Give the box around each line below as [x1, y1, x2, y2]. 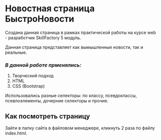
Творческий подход [12, 73, 54, 79]
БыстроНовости [5, 13, 75, 24]
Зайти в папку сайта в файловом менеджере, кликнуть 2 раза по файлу [5, 125, 155, 131]
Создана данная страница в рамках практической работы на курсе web [5, 29, 156, 35]
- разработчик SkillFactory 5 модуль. [5, 35, 81, 41]
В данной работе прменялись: [5, 62, 82, 69]
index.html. [5, 130, 28, 136]
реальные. [5, 49, 27, 55]
